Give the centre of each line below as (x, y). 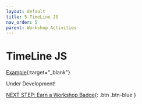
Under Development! (31, 84)
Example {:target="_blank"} (38, 73)
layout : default (26, 11)
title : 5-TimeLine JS (32, 17)
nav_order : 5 (22, 22)
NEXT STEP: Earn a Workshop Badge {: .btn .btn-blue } (71, 95)
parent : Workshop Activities (41, 28)
